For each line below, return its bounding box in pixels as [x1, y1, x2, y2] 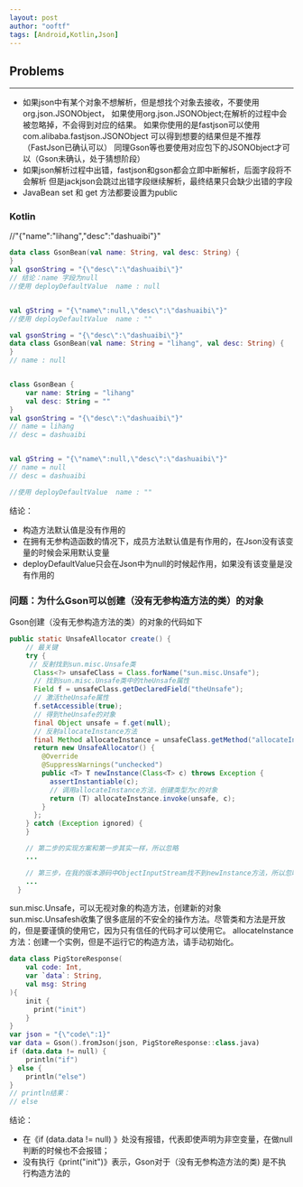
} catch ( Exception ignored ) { [25, 819, 143, 829]
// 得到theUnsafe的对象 [32, 709, 116, 719]
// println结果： [9, 1089, 70, 1098]
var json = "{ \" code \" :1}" [9, 1030, 111, 1039]
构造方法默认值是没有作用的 [22, 524, 126, 535]
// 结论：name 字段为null [9, 274, 99, 283]
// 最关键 [25, 643, 59, 652]
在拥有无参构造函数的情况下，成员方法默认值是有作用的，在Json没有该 [22, 535, 286, 546]
